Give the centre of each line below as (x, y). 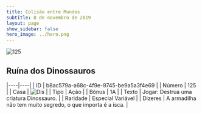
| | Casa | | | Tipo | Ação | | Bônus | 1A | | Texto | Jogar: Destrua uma (99, 92)
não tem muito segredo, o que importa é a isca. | (67, 104)
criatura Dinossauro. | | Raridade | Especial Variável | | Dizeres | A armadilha (101, 98)
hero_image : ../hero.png (38, 35)
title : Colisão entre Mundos (43, 12)
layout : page (23, 23)
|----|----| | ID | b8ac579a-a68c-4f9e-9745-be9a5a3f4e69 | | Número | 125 (101, 85)
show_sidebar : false (33, 29)
